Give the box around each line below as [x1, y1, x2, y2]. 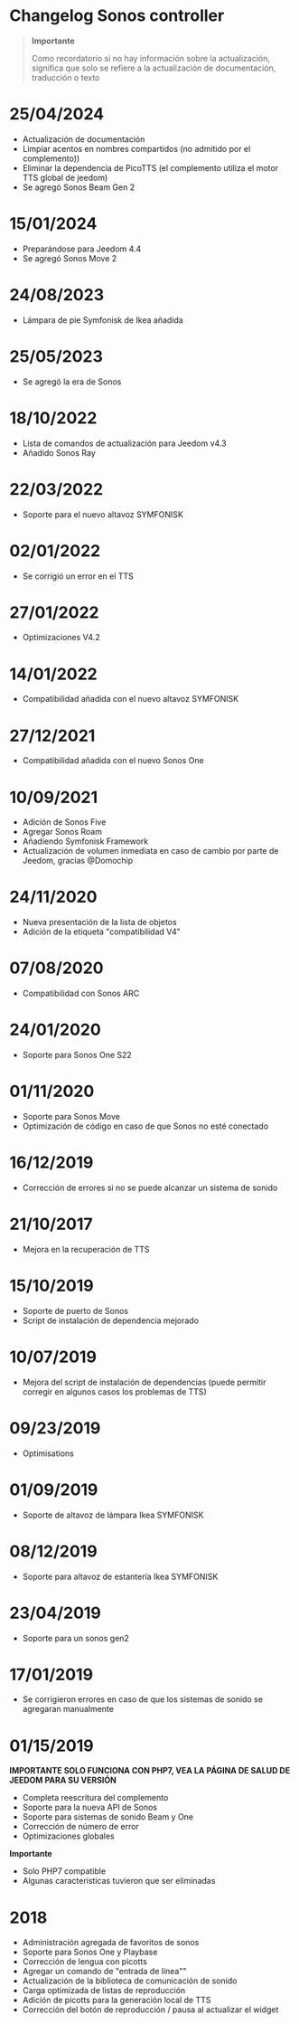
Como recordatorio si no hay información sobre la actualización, [31, 52, 271, 63]
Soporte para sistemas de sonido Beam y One [22, 1811, 194, 1822]
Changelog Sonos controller [9, 5, 225, 26]
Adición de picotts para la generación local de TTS [22, 1995, 211, 2006]
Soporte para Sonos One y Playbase [22, 1946, 158, 1958]
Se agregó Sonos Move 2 [22, 252, 117, 263]
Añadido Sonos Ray [22, 447, 97, 458]
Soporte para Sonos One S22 [22, 1050, 133, 1061]
